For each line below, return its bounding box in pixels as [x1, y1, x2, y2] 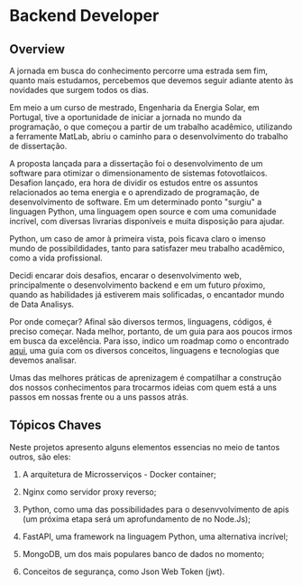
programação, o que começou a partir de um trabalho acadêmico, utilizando [9, 121, 293, 132]
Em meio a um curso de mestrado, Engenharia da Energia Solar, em [9, 102, 260, 113]
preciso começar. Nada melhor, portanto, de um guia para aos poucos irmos [9, 326, 293, 336]
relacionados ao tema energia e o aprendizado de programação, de [9, 187, 260, 197]
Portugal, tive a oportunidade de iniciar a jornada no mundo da [9, 112, 242, 122]
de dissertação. [9, 141, 68, 151]
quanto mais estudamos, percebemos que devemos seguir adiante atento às [9, 75, 294, 86]
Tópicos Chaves [9, 418, 102, 433]
